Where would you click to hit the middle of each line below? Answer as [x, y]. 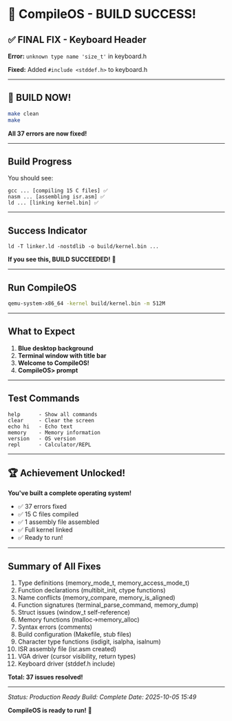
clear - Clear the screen [51, 420]
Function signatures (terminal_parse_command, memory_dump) [108, 605]
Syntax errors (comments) [55, 627]
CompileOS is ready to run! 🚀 [50, 711]
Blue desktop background [55, 348]
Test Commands [44, 399]
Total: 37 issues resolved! [45, 677]
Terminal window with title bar [62, 355]
